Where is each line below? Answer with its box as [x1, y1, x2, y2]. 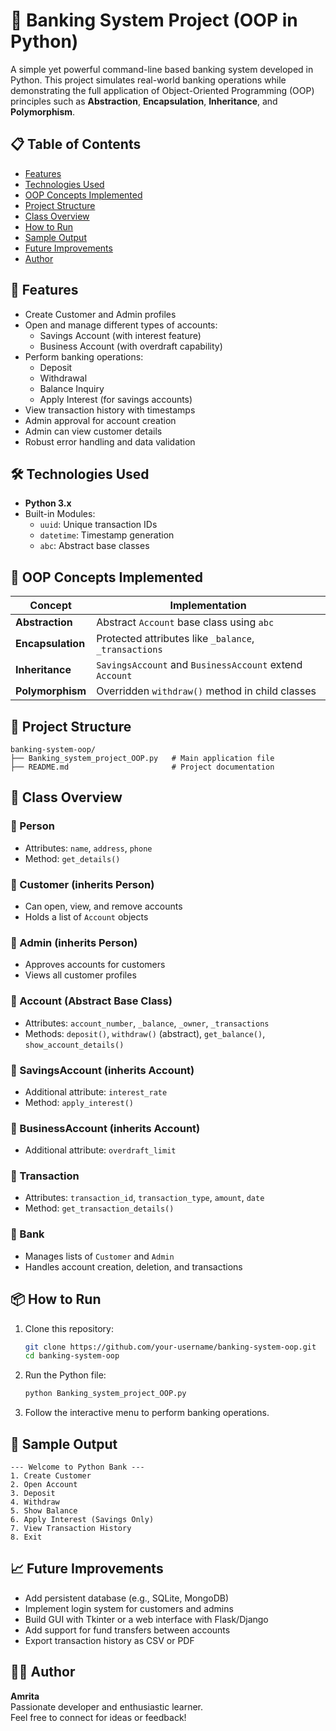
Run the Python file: [24, 1369, 107, 1381]
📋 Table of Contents [10, 136, 142, 153]
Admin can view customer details [24, 425, 163, 437]
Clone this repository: [24, 1322, 114, 1334]
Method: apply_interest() [24, 1096, 134, 1108]
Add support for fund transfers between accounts [24, 1624, 231, 1636]
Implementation [169, 599, 247, 613]
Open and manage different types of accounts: [24, 319, 218, 331]
